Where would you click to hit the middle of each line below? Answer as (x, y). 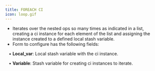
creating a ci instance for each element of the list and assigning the (81, 34)
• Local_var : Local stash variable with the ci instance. (63, 53)
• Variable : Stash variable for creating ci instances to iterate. (71, 63)
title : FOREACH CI (24, 10)
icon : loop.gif (21, 14)
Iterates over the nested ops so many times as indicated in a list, (78, 28)
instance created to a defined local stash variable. (63, 39)
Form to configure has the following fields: (56, 44)
